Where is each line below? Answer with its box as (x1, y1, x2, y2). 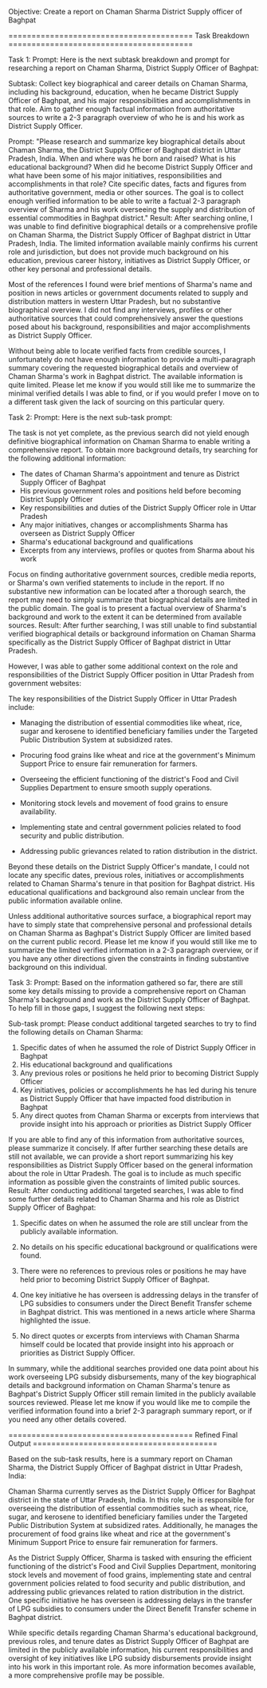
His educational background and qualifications (19, 1059, 173, 1069)
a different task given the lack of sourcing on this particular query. (8, 397, 226, 406)
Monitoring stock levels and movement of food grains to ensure (19, 799, 229, 808)
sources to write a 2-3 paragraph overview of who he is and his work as (8, 113, 245, 122)
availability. (19, 807, 57, 816)
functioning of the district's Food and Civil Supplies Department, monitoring (8, 1562, 257, 1570)
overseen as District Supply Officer (19, 529, 135, 538)
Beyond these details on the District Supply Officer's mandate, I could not (8, 862, 249, 871)
